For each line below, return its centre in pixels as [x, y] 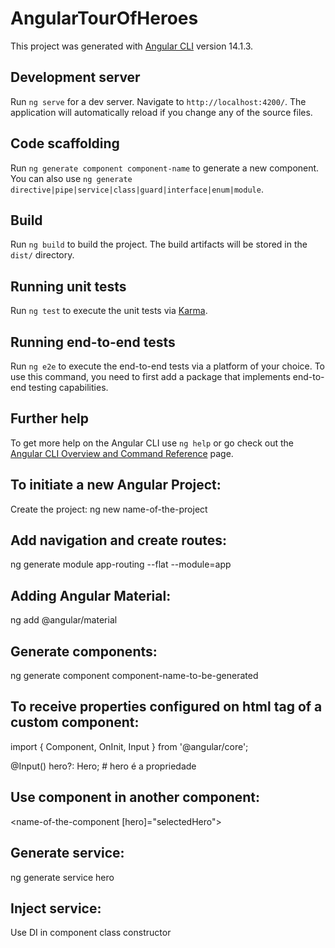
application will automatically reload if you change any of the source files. [161, 112]
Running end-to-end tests [93, 342]
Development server [75, 77]
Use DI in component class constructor [91, 933]
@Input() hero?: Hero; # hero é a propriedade [103, 766]
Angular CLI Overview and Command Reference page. [122, 453]
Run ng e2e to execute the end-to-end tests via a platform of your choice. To [168, 366]
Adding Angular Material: [91, 595]
